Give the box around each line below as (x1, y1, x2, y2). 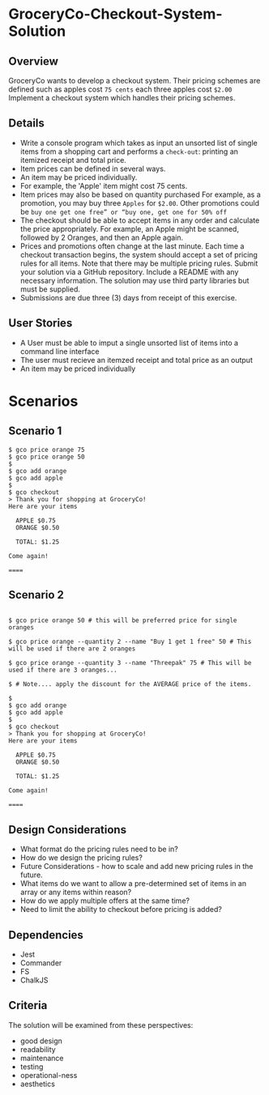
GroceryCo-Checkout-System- (8, 5, 223, 23)
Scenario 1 (8, 424, 62, 438)
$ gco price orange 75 (8, 445, 85, 454)
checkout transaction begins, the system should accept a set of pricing (19, 249, 258, 259)
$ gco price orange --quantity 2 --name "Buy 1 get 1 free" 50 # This (8, 637, 252, 646)
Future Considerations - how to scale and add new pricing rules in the (19, 862, 254, 871)
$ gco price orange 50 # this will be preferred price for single (8, 616, 237, 624)
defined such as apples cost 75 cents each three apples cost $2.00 (8, 84, 233, 94)
